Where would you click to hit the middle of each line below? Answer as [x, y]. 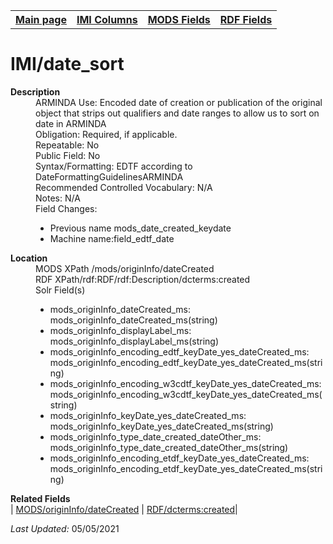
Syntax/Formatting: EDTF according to [114, 166]
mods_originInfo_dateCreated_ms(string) [133, 320]
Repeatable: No [67, 145]
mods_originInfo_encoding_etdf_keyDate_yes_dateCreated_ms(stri [186, 468]
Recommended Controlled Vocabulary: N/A [124, 187]
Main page [41, 19]
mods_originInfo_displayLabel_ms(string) [134, 341]
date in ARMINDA [71, 123]
